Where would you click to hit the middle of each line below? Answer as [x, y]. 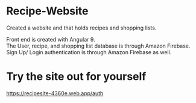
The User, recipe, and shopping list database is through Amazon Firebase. [98, 46]
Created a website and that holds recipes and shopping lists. [81, 28]
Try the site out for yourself [76, 77]
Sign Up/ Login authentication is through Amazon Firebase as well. [89, 52]
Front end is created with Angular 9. [51, 39]
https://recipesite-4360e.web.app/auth [55, 93]
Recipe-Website [47, 11]
